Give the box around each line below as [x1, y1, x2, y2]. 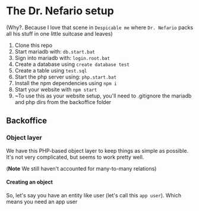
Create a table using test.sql [14, 67, 87, 74]
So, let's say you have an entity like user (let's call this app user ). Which [6, 191, 182, 199]
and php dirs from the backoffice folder [14, 98, 112, 105]
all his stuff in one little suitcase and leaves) [6, 30, 113, 37]
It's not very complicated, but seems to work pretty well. [6, 153, 144, 160]
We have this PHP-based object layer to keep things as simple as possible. [6, 147, 189, 154]
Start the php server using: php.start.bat [14, 73, 117, 80]
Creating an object [6, 178, 53, 185]
